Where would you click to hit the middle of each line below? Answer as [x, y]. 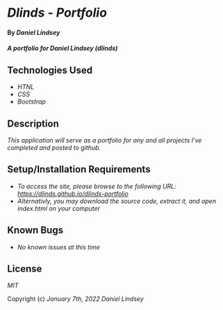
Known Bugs [35, 230]
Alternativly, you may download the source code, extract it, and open [117, 201]
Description [33, 123]
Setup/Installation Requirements [79, 169]
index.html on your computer [59, 208]
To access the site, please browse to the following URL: [97, 186]
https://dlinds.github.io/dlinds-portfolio [73, 193]
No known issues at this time [59, 247]
